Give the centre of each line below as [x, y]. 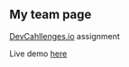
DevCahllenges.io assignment [64, 36]
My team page [51, 15]
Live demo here [38, 54]
